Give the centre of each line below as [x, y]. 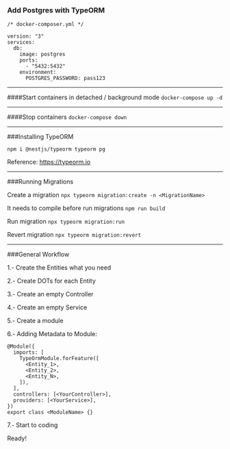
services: [21, 42]
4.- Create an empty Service [47, 307]
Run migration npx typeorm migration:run [66, 222]
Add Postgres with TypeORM [56, 10]
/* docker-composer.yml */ [46, 25]
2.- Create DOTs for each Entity [51, 281]
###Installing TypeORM [40, 137]
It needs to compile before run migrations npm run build [86, 208]
